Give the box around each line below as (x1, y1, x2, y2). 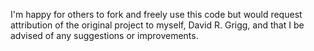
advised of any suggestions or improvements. (10, 30, 199, 41)
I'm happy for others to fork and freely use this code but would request (10, 9, 303, 20)
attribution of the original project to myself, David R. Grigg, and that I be (10, 19, 305, 31)
